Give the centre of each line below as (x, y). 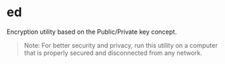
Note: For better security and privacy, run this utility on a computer (121, 45)
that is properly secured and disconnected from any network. (113, 53)
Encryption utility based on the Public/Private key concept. (92, 32)
